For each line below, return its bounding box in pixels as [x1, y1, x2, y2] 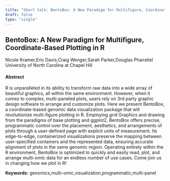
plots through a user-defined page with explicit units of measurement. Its [5, 128, 157, 134]
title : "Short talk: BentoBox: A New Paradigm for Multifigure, [5, 7, 144, 13]
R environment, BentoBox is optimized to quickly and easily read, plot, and [5, 150, 160, 156]
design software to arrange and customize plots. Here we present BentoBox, [5, 101, 165, 107]
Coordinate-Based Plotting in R [5, 43, 105, 52]
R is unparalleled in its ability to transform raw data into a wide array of [5, 85, 153, 91]
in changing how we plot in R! [5, 160, 67, 166]
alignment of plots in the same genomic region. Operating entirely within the [5, 144, 163, 150]
